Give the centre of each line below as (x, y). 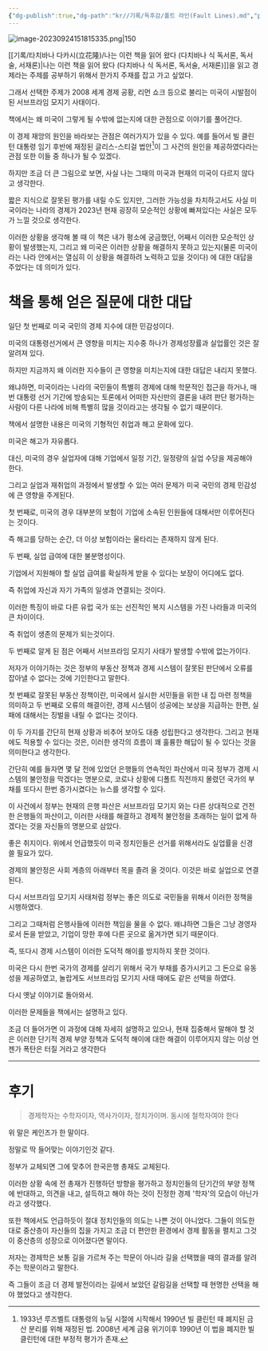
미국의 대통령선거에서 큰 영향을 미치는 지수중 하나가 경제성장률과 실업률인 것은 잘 (134, 343)
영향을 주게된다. (49, 495)
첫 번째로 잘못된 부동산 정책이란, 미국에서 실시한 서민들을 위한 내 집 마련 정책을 (130, 695)
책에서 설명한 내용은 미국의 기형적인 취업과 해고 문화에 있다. (101, 424)
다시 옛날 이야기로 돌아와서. (51, 995)
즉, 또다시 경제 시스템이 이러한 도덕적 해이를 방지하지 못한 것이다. (109, 951)
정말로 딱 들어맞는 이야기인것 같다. (61, 1149)
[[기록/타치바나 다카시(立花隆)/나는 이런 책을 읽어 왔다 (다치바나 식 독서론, (123, 55)
